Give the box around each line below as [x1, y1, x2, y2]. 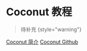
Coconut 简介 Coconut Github [6, 38, 78, 45]
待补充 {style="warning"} [20, 26, 82, 33]
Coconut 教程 [6, 5, 72, 19]
